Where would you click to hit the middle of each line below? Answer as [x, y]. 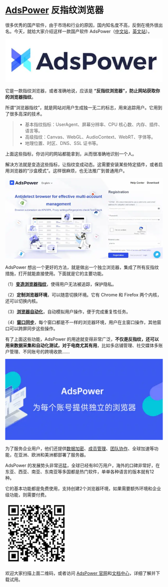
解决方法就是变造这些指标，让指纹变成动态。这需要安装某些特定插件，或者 [82, 164]
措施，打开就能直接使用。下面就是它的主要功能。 [55, 273]
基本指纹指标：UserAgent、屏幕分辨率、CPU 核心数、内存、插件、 [94, 124]
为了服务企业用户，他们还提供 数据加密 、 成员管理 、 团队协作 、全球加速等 [79, 448]
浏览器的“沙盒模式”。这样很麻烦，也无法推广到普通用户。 [68, 170]
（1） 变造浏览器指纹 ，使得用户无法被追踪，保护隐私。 [61, 284]
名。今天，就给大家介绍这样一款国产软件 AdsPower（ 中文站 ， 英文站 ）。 [79, 31]
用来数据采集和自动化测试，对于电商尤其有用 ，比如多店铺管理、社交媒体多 [82, 345]
